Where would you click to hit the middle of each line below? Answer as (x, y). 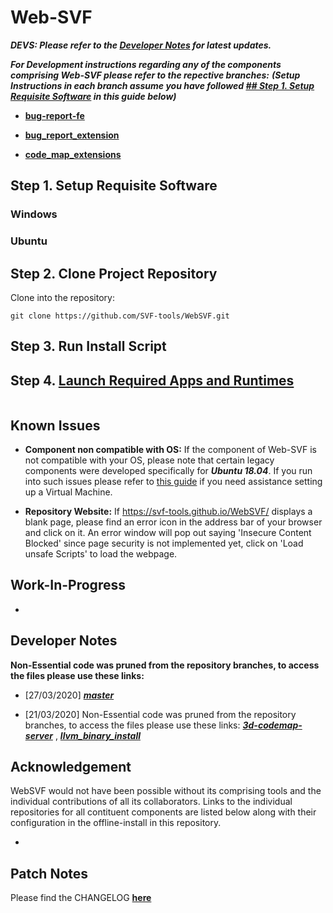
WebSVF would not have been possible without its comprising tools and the (166, 791)
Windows (34, 214)
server (38, 735)
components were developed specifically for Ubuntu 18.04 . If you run (168, 470)
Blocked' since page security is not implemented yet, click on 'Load (164, 543)
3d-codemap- (272, 725)
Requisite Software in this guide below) (93, 96)
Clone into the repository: (62, 297)
